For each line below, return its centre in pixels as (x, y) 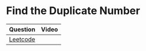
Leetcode (22, 39)
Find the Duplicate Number (73, 11)
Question (22, 29)
